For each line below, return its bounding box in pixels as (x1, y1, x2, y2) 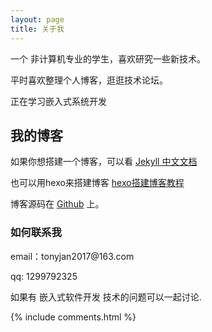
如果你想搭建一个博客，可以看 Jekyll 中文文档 (10, 156, 198, 168)
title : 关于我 (10, 24, 65, 34)
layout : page (10, 14, 65, 25)
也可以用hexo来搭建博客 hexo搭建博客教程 (10, 177, 185, 189)
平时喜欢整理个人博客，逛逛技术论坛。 (10, 74, 168, 86)
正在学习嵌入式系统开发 (10, 95, 107, 107)
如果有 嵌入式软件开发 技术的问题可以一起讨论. (10, 291, 202, 303)
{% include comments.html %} (10, 311, 137, 323)
